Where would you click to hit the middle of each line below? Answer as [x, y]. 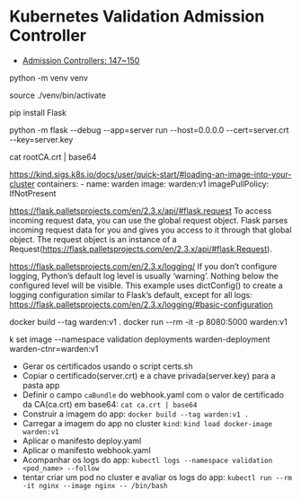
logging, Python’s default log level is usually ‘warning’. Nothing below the [144, 276]
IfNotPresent [33, 193]
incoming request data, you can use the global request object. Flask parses [149, 220]
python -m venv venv [49, 77]
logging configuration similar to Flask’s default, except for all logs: [131, 294]
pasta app [41, 385]
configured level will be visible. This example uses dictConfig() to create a [146, 285]
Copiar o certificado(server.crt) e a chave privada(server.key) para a [149, 375]
